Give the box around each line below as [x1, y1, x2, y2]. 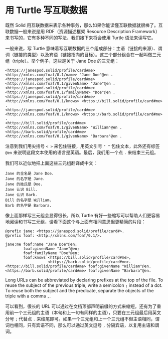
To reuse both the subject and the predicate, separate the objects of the [5, 287, 154, 293]
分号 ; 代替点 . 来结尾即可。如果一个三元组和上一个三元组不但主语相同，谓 [5, 315, 160, 321]
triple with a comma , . [5, 293, 51, 299]
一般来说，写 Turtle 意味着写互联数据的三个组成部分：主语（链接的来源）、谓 [5, 45, 162, 51]
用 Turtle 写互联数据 [5, 5, 88, 16]
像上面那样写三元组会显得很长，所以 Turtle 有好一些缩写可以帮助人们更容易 [5, 212, 160, 218]
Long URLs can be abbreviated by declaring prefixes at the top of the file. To [5, 277, 163, 283]
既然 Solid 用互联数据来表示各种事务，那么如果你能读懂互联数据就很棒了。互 [5, 22, 163, 28]
